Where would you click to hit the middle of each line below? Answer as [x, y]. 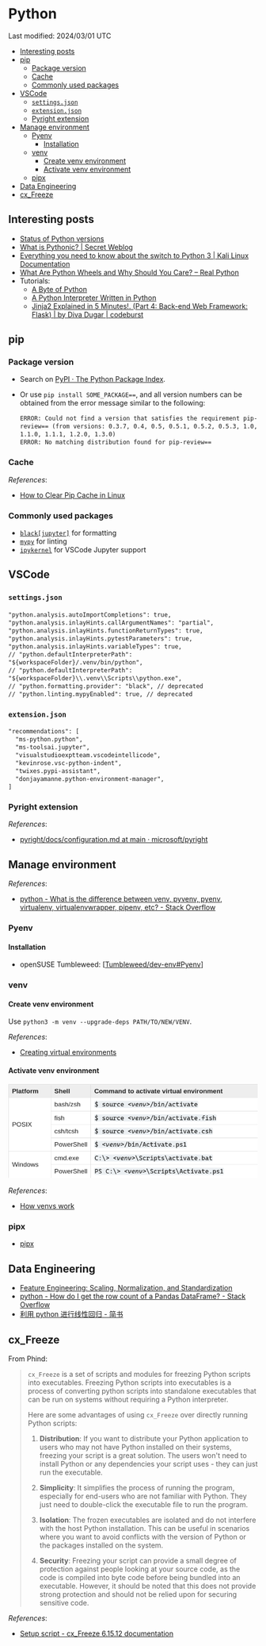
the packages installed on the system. [101, 1545]
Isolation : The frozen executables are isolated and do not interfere [148, 1520]
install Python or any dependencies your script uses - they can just [148, 1464]
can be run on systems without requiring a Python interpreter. [128, 1399]
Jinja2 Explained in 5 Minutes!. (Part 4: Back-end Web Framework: [139, 306]
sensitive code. [64, 1603]
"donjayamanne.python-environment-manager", [90, 779]
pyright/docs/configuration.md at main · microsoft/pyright [114, 840]
